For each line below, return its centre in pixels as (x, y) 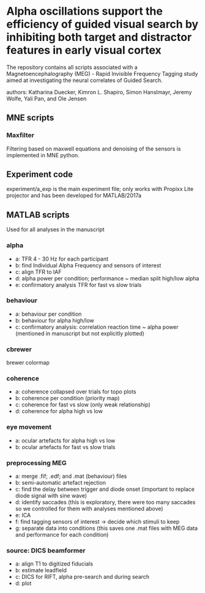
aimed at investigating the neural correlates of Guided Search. (85, 80)
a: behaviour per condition (48, 314)
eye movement (29, 427)
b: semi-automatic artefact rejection (60, 483)
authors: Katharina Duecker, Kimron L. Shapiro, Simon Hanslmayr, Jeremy (99, 92)
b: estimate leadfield (41, 570)
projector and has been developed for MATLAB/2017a (74, 196)
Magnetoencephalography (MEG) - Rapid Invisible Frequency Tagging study (102, 73)
